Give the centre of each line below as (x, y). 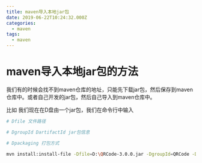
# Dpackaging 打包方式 (33, 143)
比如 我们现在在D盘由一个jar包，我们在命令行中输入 (70, 110)
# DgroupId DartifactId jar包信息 (48, 132)
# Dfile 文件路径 (26, 121)
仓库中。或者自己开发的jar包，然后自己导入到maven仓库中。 (81, 97)
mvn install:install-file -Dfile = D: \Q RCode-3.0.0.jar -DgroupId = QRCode (98, 154)
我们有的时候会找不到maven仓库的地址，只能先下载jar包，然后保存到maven (100, 89)
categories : (21, 23)
